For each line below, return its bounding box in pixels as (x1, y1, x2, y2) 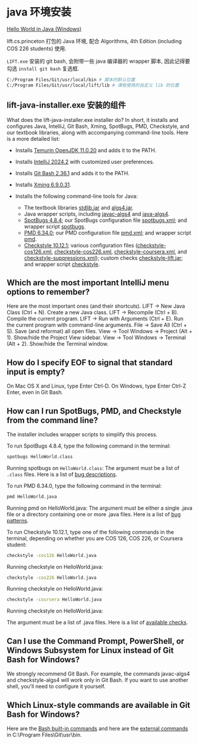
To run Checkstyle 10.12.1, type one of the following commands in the (6, 528, 174, 536)
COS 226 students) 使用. (6, 45, 67, 52)
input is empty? (6, 366, 65, 376)
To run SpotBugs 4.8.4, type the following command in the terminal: (6, 442, 171, 449)
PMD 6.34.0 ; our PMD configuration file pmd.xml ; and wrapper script (24, 229, 192, 236)
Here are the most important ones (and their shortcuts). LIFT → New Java (6, 302, 185, 310)
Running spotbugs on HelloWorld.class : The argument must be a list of (6, 464, 180, 471)
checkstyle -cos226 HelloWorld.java (6, 575, 97, 581)
